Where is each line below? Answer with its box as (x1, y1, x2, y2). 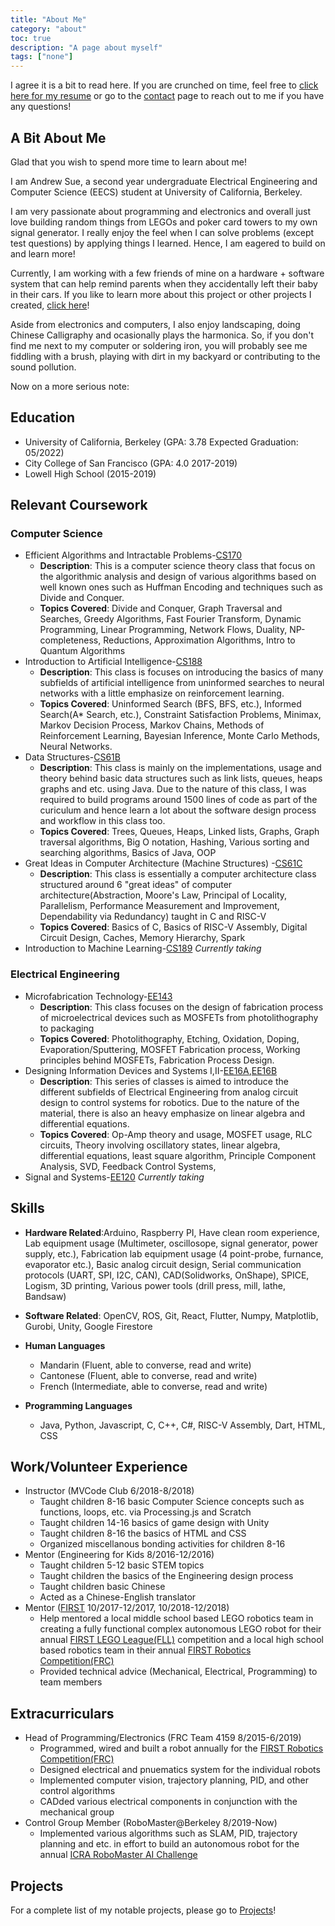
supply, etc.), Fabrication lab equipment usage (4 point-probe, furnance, (24, 1247, 324, 1260)
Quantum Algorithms (39, 645, 126, 657)
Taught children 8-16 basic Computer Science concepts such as (39, 1496, 305, 1508)
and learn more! (10, 247, 76, 260)
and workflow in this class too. (39, 815, 166, 827)
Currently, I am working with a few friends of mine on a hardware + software (10, 267, 325, 279)
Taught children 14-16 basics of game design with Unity (39, 1517, 270, 1529)
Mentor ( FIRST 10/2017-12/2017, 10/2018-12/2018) (24, 1602, 230, 1614)
